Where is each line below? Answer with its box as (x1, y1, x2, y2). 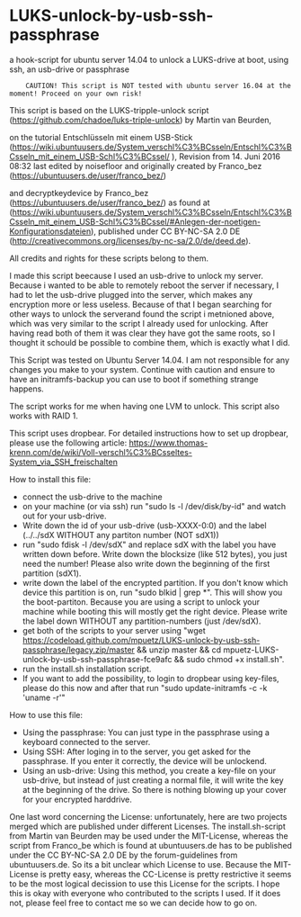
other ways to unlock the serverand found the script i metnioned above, (9, 308, 275, 319)
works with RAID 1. (9, 410, 78, 421)
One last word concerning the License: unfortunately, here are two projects (9, 811, 288, 822)
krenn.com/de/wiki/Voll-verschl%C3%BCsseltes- (9, 446, 193, 457)
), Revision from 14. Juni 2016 (172, 150, 281, 162)
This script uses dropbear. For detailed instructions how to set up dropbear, (9, 427, 289, 438)
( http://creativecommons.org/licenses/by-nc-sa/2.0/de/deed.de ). (9, 235, 252, 246)
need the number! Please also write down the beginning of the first (22, 558, 270, 569)
